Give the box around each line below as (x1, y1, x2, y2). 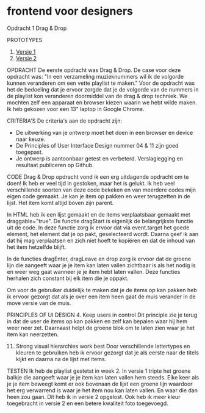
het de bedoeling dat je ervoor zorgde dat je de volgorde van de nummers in (7, 85, 199, 93)
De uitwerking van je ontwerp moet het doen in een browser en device (15, 129, 193, 136)
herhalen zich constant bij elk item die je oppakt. (7, 275, 129, 282)
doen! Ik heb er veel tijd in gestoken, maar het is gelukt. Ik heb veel (7, 179, 175, 187)
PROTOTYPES (7, 36, 43, 43)
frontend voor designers (7, 4, 133, 18)
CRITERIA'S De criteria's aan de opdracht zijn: (7, 117, 123, 124)
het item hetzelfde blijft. (7, 243, 67, 251)
